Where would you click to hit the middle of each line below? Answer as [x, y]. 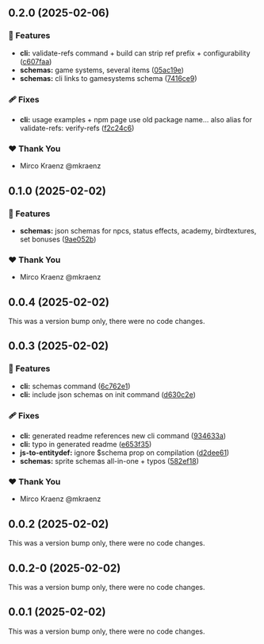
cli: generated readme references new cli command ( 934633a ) [123, 436]
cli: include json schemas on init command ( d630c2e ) [107, 394]
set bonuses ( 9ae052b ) [58, 239]
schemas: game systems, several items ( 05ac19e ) [102, 70]
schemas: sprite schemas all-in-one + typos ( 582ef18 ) [109, 461]
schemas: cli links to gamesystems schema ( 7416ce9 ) [108, 78]
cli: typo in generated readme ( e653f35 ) [86, 445]
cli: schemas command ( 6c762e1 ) [75, 386]
